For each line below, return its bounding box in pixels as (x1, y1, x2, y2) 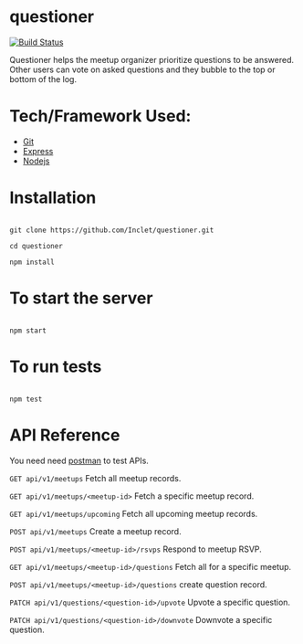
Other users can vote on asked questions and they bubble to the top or (9, 64, 276, 75)
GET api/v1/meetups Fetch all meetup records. (9, 472, 182, 483)
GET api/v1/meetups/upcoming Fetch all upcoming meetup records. (9, 508, 258, 519)
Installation (9, 187, 97, 208)
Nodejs (22, 155, 50, 166)
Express (22, 145, 54, 156)
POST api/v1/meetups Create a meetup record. (9, 525, 182, 536)
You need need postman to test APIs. (9, 455, 149, 466)
